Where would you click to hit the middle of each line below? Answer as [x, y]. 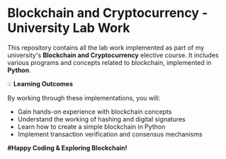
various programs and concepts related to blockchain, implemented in [109, 62]
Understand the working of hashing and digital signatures [101, 119]
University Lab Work [69, 28]
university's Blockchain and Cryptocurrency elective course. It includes [113, 55]
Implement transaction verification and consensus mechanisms [110, 134]
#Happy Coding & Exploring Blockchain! [67, 148]
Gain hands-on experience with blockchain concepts [95, 112]
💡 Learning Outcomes [40, 83]
